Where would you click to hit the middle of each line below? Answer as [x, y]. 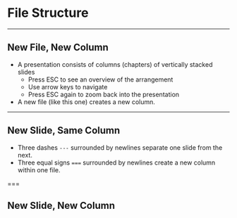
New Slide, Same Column [64, 130]
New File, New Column [58, 47]
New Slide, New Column [61, 205]
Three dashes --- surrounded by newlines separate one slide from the [120, 147]
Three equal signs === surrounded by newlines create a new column [116, 162]
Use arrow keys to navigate [68, 86]
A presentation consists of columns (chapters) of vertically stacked [115, 64]
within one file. [39, 169]
